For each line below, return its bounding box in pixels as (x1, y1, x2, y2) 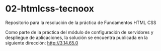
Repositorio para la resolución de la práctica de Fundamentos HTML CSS (5, 19, 157, 25)
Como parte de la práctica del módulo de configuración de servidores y (5, 29, 153, 35)
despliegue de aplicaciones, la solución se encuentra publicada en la (5, 34, 148, 40)
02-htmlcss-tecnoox (5, 3, 94, 14)
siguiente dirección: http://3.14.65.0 (5, 39, 78, 45)
